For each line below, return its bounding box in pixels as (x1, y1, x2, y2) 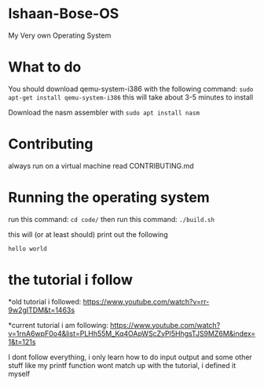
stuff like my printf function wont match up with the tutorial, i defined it (8, 360, 236, 370)
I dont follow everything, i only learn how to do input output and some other (8, 352, 253, 362)
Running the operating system (8, 189, 210, 206)
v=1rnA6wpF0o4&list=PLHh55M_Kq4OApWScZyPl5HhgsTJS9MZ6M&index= (8, 329, 256, 338)
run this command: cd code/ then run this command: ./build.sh (8, 214, 214, 224)
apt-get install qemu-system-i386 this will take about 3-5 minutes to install (8, 92, 254, 102)
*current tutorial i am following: (8, 320, 108, 330)
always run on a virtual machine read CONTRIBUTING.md (8, 161, 194, 170)
